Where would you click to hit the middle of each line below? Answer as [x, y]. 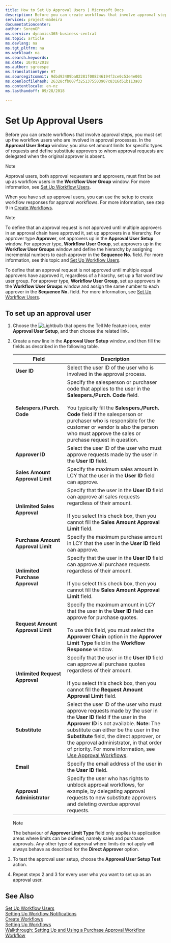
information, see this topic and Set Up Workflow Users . [63, 260]
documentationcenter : [28, 24]
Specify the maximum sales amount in [112, 469]
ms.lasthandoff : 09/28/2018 [35, 91]
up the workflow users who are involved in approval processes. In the [78, 140]
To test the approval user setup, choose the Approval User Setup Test [87, 859]
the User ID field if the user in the [107, 717]
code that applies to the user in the [108, 389]
